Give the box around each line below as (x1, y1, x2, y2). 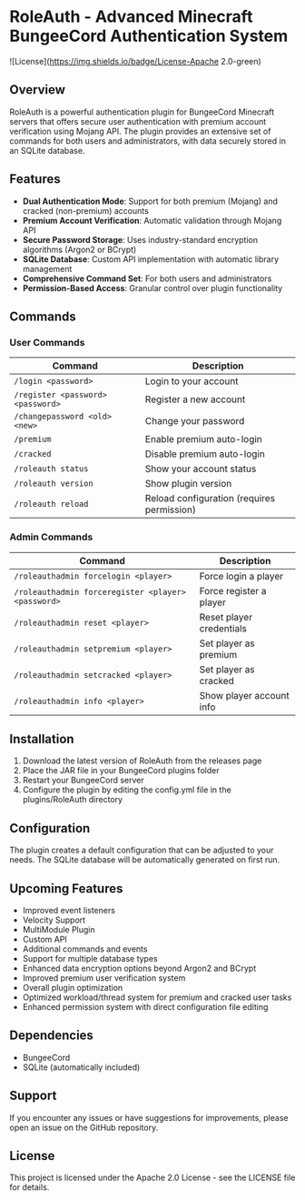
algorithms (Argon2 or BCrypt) (22, 244, 137, 255)
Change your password (144, 415, 245, 428)
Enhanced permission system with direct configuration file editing (22, 1001, 269, 1012)
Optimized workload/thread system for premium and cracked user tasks (22, 992, 292, 1003)
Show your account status (144, 462, 257, 475)
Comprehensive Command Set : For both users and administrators (22, 273, 272, 284)
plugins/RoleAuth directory (22, 794, 123, 805)
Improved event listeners (22, 904, 116, 915)
